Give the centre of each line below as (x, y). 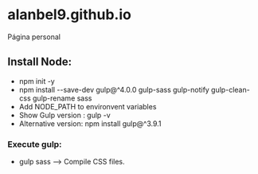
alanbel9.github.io (70, 15)
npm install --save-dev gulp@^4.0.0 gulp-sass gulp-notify (114, 89)
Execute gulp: (35, 144)
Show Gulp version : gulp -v (64, 115)
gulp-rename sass (62, 98)
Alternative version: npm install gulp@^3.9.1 (90, 123)
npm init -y (37, 81)
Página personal (34, 37)
